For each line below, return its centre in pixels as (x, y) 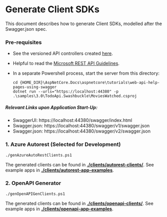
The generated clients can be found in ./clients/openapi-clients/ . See (79, 203)
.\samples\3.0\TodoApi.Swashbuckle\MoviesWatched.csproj (75, 96)
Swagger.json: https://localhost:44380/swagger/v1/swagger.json (81, 126)
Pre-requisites (24, 42)
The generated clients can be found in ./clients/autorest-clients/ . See (80, 164)
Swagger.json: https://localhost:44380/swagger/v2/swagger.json (82, 131)
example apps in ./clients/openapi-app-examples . (59, 209)
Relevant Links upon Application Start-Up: (51, 107)
